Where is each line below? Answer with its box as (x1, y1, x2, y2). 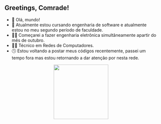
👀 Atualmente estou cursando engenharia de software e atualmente (11, 22, 147, 28)
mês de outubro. (11, 37, 45, 43)
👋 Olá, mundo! (11, 16, 40, 22)
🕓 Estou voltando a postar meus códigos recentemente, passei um (11, 48, 146, 54)
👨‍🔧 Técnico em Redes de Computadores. (11, 42, 94, 48)
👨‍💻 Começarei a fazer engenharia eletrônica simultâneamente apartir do (11, 32, 156, 38)
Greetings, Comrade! (4, 4, 69, 12)
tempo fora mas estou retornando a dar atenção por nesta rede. (11, 55, 139, 61)
